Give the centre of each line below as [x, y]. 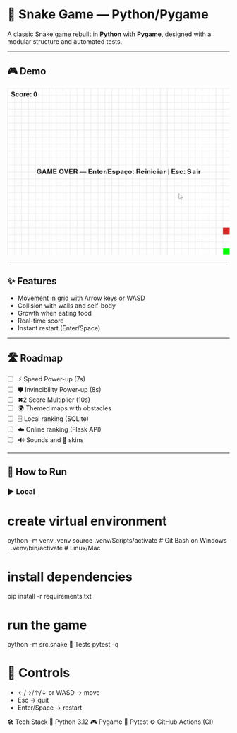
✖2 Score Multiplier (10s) [54, 400]
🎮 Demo [27, 71]
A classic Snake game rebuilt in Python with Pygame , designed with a [109, 34]
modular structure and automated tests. [65, 41]
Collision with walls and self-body [67, 306]
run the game [47, 625]
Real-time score [41, 321]
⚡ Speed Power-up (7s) [51, 379]
